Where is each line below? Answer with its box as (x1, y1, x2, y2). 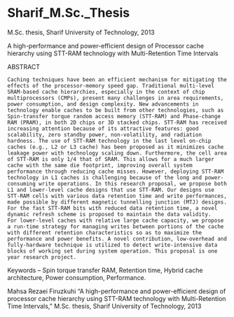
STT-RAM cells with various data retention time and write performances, (7, 192, 228, 199)
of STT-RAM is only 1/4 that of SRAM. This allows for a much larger (7, 155, 215, 162)
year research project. (7, 253, 77, 260)
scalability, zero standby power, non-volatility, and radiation (7, 131, 202, 138)
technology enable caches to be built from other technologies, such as (7, 106, 224, 113)
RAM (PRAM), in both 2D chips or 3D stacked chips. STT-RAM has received (7, 119, 228, 126)
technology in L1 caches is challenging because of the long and (7, 174, 202, 181)
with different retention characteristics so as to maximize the (7, 229, 202, 236)
